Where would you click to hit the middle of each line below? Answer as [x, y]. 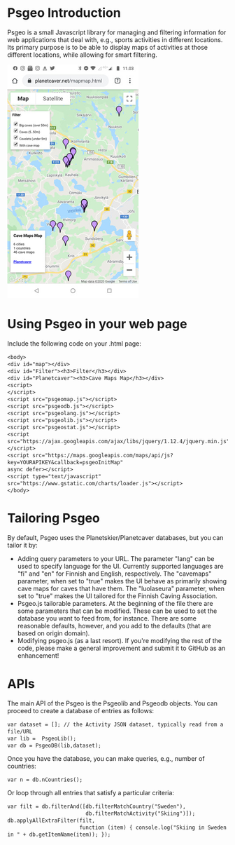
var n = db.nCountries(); [45, 780]
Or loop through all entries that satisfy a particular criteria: [91, 792]
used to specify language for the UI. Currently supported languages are [120, 566]
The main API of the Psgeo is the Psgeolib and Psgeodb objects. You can [113, 703]
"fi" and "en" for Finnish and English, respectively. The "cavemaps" [114, 574]
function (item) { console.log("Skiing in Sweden [153, 827]
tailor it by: [23, 545]
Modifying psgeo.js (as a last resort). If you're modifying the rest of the [120, 640]
